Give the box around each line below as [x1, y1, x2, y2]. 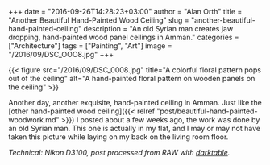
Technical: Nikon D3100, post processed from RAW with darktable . [8, 148, 231, 157]
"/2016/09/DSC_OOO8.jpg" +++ [8, 50, 114, 59]
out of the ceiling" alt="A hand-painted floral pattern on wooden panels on [8, 74, 255, 83]
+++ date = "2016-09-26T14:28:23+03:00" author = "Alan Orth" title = [8, 7, 243, 16]
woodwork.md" [8, 115, 60, 124]
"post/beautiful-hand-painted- [156, 106, 258, 116]
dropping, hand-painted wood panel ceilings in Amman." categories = [8, 32, 239, 42]
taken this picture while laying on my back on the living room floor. [8, 132, 229, 142]
